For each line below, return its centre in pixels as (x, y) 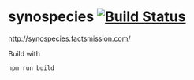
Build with (24, 53)
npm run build (32, 68)
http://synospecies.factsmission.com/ (70, 38)
